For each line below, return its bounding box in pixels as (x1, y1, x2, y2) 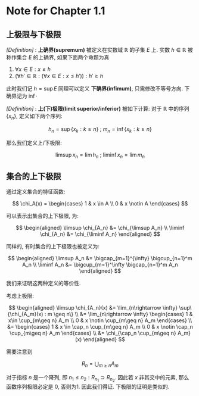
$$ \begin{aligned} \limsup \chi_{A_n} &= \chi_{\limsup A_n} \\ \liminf (15, 224, 185, 232)
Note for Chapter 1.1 (6, 4, 105, 18)
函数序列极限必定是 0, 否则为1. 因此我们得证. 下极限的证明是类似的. (6, 383, 170, 391)
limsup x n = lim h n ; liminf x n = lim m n (55, 151, 145, 160)
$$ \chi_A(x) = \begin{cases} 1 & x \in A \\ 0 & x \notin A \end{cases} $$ (12, 200, 188, 207)
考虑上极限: (6, 292, 35, 300)
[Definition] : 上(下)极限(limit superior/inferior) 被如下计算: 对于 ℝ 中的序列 (6, 105, 189, 112)
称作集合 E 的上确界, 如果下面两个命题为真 (6, 54, 110, 61)
